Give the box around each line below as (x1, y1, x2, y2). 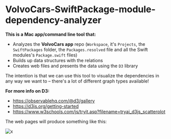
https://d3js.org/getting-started (12, 103, 79, 109)
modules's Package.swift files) (12, 52, 78, 58)
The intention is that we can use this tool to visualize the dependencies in (5, 72, 160, 78)
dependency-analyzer (5, 14, 102, 26)
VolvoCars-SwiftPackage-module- (5, 4, 156, 15)
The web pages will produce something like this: (5, 118, 107, 124)
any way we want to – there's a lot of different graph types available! (5, 78, 149, 84)
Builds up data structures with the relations (12, 57, 103, 63)
